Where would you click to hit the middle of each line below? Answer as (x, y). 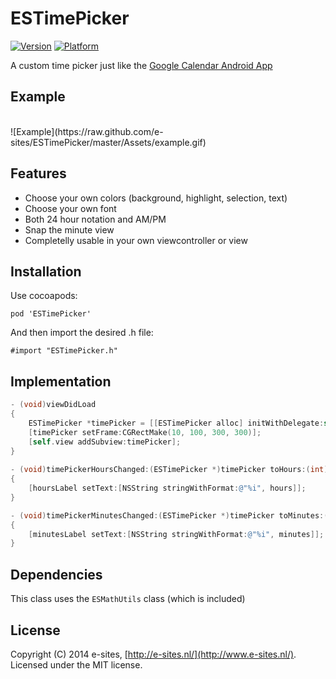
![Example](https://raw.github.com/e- (87, 131)
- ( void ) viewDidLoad (53, 405)
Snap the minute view (69, 229)
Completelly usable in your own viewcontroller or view (136, 240)
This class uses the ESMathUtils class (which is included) (128, 599)
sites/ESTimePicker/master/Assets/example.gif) (108, 142)
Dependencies (56, 574)
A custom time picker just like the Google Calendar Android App (141, 65)
